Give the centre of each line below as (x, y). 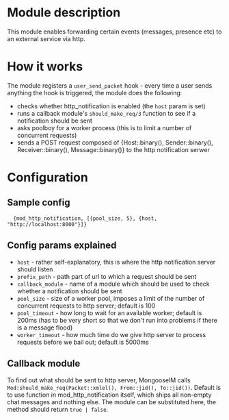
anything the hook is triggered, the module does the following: (95, 92)
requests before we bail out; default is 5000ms (83, 342)
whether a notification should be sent (69, 291)
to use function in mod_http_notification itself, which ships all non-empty (109, 395)
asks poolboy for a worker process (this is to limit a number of (104, 127)
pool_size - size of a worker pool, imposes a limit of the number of (111, 298)
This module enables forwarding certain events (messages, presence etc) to (114, 32)
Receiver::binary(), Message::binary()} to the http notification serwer (113, 149)
